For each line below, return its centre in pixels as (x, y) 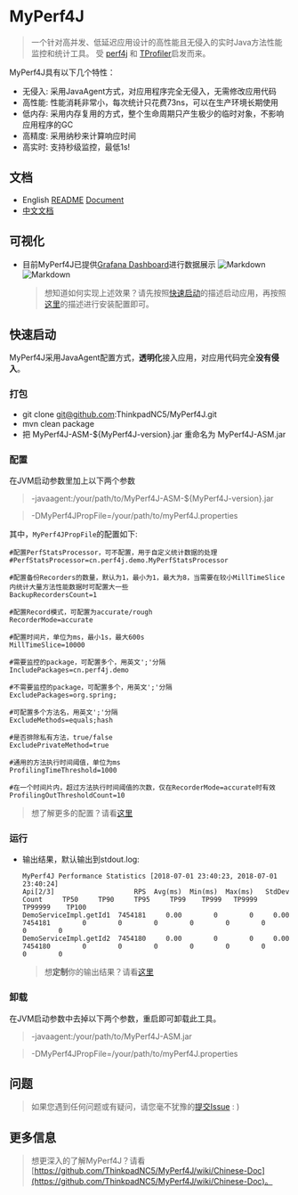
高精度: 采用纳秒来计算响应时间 (79, 135)
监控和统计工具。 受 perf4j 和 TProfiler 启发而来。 (121, 53)
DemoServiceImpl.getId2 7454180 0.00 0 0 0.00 (156, 939)
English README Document (73, 200)
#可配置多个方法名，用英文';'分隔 (64, 712)
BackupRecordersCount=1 (53, 594)
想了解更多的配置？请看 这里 (82, 813)
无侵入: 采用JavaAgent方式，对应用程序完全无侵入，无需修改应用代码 (149, 91)
